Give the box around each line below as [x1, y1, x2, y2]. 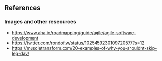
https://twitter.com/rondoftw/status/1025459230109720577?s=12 [11, 40, 145, 46]
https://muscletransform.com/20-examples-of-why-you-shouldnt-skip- [11, 45, 157, 51]
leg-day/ [11, 50, 29, 56]
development [11, 35, 39, 41]
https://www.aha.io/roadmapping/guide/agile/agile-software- [11, 29, 136, 36]
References [4, 4, 41, 12]
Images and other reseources [4, 19, 77, 25]
